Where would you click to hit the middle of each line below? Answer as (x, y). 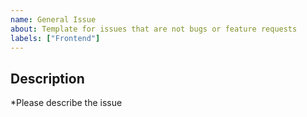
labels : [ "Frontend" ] (55, 38)
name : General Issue (53, 19)
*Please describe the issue (66, 103)
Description (47, 78)
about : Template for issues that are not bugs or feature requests (154, 29)
